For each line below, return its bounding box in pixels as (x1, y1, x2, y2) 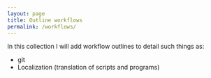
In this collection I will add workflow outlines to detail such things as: (7, 42, 205, 51)
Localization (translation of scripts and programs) (17, 63, 160, 72)
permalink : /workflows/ (7, 23, 77, 30)
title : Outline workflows (7, 17, 82, 24)
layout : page (7, 10, 45, 17)
